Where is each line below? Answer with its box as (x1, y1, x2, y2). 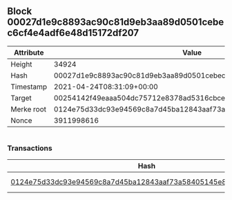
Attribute (13, 48, 44, 57)
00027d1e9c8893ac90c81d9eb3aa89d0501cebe (7, 17, 224, 28)
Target (10, 93, 32, 102)
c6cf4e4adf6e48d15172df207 (7, 27, 139, 39)
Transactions (7, 143, 53, 153)
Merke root (10, 104, 47, 113)
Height (10, 59, 32, 69)
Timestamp (10, 82, 48, 91)
